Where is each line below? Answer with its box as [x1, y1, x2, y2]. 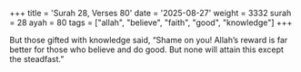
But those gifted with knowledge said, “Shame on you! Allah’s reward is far [9, 35, 288, 45]
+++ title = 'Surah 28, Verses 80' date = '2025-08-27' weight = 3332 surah [9, 8, 292, 18]
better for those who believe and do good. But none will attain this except [9, 44, 285, 55]
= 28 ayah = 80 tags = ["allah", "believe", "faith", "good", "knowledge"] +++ [9, 17, 293, 28]
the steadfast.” [9, 54, 65, 64]
